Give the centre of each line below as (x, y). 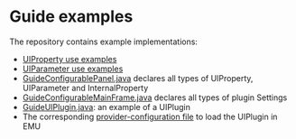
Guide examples (71, 17)
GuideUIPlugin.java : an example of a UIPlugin (106, 107)
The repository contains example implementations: (104, 42)
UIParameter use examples (73, 69)
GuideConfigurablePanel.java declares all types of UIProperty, (138, 78)
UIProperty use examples (69, 59)
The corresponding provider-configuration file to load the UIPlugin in (150, 116)
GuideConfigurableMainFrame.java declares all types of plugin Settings (155, 97)
